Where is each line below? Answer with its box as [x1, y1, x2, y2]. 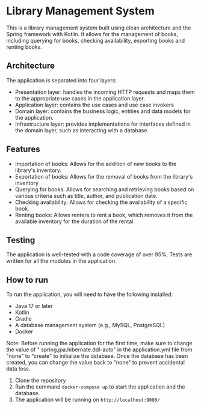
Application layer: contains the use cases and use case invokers [14, 101, 175, 108]
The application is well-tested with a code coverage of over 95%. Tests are [6, 251, 193, 258]
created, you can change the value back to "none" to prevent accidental [6, 359, 185, 366]
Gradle [14, 315, 32, 322]
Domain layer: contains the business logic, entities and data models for [14, 107, 191, 115]
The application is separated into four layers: [6, 76, 117, 84]
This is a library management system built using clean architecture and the [6, 24, 191, 31]
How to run [6, 275, 49, 285]
